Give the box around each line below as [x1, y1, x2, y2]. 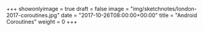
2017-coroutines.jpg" [6, 12, 60, 19]
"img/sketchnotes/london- [130, 5, 197, 12]
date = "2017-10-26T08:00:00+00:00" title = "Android [61, 12, 197, 19]
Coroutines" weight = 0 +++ [6, 18, 78, 25]
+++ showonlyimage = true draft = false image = [6, 5, 129, 12]
